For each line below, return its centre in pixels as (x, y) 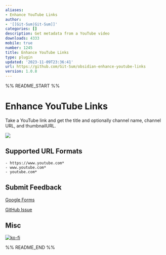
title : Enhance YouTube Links (37, 52)
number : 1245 (19, 48)
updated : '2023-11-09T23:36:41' (39, 62)
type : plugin (19, 57)
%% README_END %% (30, 247)
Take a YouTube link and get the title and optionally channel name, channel (83, 120)
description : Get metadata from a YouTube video (57, 34)
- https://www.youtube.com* (35, 163)
